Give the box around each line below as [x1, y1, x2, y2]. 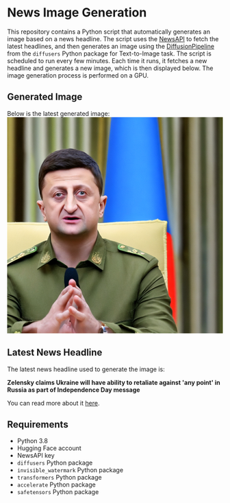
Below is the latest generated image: [7, 109, 110, 117]
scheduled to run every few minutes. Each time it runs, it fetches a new [7, 56, 207, 65]
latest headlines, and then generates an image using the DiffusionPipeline [7, 42, 214, 50]
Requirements [7, 419, 68, 430]
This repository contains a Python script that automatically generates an [7, 27, 211, 36]
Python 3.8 [16, 437, 48, 445]
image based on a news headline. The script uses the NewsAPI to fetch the [7, 34, 219, 43]
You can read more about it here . [7, 399, 100, 407]
